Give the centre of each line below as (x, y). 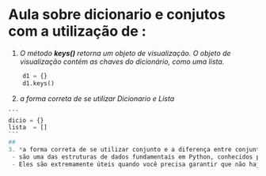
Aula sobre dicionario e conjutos (117, 15)
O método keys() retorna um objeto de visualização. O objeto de (125, 53)
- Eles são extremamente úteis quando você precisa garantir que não (129, 164)
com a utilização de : (77, 31)
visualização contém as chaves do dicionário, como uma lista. (122, 62)
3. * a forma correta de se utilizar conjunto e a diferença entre (120, 150)
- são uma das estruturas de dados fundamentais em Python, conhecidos (132, 157)
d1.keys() (39, 83)
